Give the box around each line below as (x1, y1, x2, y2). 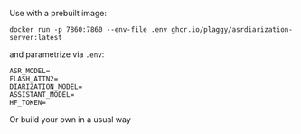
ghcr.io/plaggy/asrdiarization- (171, 25, 294, 34)
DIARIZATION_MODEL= (9, 82, 83, 91)
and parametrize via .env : (9, 49, 105, 60)
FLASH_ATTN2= (9, 74, 59, 83)
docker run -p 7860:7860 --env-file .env (9, 25, 168, 34)
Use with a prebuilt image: (9, 8, 107, 18)
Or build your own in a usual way (9, 114, 131, 125)
